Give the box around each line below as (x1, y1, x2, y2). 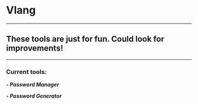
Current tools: (6, 68, 47, 76)
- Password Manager (6, 81, 60, 88)
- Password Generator (6, 92, 62, 100)
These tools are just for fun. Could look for (6, 34, 164, 44)
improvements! (6, 43, 64, 53)
